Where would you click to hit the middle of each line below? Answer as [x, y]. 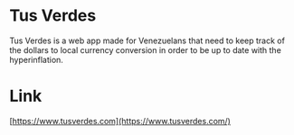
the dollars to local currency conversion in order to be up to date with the [146, 49]
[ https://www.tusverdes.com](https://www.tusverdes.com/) [120, 121]
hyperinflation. [36, 59]
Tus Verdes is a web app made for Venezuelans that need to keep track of [147, 40]
